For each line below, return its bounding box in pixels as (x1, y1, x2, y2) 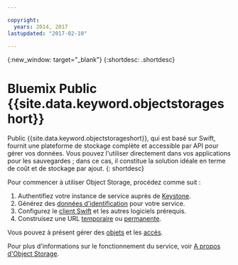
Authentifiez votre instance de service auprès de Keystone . (17, 192, 192, 200)
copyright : (7, 16, 40, 23)
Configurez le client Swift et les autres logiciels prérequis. (17, 207, 187, 215)
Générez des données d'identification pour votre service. (17, 200, 185, 208)
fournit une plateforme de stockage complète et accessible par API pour (7, 141, 219, 150)
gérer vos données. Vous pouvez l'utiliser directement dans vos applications (7, 149, 231, 158)
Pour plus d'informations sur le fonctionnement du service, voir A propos (7, 242, 221, 251)
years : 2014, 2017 (13, 23, 69, 31)
